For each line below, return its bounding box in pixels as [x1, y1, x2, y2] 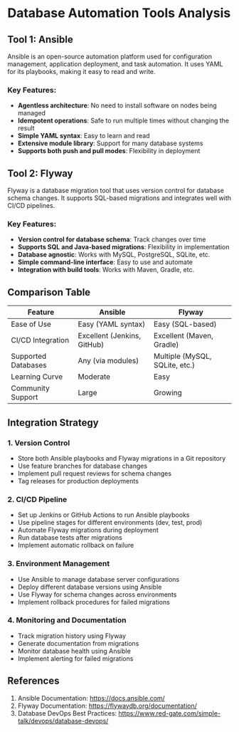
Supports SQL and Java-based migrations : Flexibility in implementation [17, 243, 230, 251]
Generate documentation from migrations [17, 639, 139, 647]
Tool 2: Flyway [7, 167, 73, 179]
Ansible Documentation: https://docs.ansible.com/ [17, 694, 165, 702]
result [17, 124, 35, 132]
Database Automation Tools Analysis [7, 5, 231, 21]
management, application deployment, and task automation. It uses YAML [7, 60, 223, 68]
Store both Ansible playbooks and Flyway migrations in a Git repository [17, 454, 226, 462]
